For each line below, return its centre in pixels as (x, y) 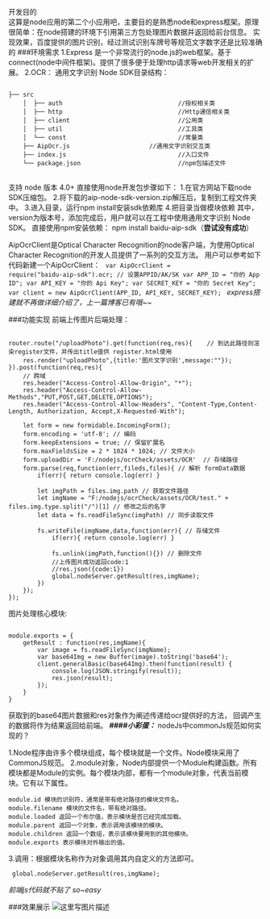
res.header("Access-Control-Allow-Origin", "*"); (108, 383)
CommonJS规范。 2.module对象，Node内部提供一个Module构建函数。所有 (133, 762)
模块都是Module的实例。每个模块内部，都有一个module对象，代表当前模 (129, 773)
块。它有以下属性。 (40, 783)
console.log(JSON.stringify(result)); (116, 671)
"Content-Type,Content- (218, 404)
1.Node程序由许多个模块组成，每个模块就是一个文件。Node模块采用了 (124, 752)
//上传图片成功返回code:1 (90, 562)
